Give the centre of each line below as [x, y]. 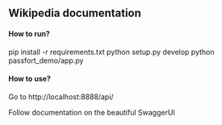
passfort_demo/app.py [46, 60]
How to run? [29, 33]
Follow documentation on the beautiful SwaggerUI [92, 112]
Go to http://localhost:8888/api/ [61, 97]
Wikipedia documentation [75, 13]
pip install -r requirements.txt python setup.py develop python [111, 52]
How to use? [29, 79]
